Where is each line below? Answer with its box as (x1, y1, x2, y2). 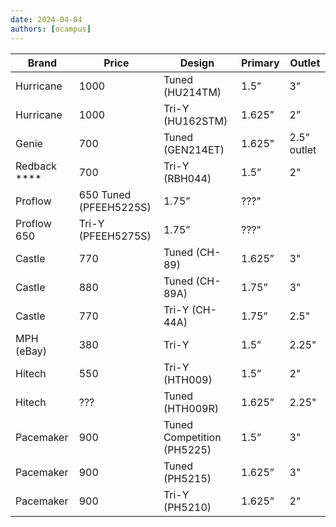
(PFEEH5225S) (78, 200, 152, 214)
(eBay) (15, 344, 48, 358)
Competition (163, 430, 222, 444)
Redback (15, 159, 58, 173)
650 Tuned (78, 187, 132, 201)
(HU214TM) (163, 85, 222, 99)
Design (179, 56, 215, 70)
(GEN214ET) (163, 142, 225, 156)
